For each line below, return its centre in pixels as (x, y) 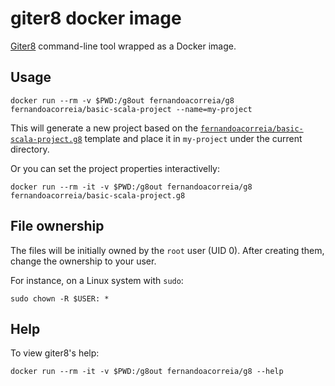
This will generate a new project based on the (104, 128)
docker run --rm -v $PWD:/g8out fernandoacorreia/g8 (122, 100)
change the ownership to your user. (83, 261)
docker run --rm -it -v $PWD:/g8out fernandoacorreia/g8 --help (147, 372)
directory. (30, 149)
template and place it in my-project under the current (193, 138)
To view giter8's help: (55, 353)
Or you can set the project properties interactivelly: (115, 168)
